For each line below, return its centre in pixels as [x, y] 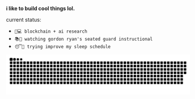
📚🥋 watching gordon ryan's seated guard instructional [83, 39]
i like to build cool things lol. [41, 8]
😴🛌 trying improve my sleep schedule [62, 47]
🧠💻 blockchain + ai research [51, 31]
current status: [24, 20]
